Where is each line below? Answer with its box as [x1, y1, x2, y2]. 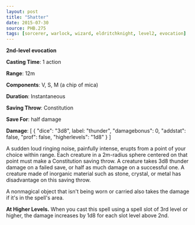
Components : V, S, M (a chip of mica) [6, 81, 99, 89]
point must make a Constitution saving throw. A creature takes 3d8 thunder [6, 157, 189, 165]
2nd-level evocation [6, 47, 57, 54]
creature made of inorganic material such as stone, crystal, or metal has [6, 170, 181, 178]
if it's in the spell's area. [6, 194, 64, 201]
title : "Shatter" [6, 14, 49, 20]
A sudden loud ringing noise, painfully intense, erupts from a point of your [6, 145, 186, 152]
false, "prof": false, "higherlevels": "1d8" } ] [6, 134, 111, 141]
